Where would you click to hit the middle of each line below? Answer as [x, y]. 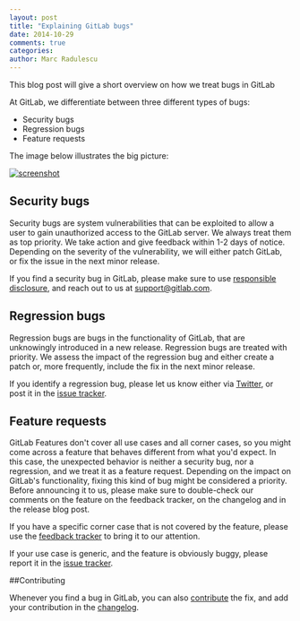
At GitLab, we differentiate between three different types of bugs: [130, 102]
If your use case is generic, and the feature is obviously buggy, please [139, 554]
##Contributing [37, 581]
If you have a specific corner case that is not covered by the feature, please [149, 527]
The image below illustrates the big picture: [89, 156]
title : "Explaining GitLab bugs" [72, 26]
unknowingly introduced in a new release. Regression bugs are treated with [148, 347]
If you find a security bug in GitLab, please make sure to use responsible [143, 278]
